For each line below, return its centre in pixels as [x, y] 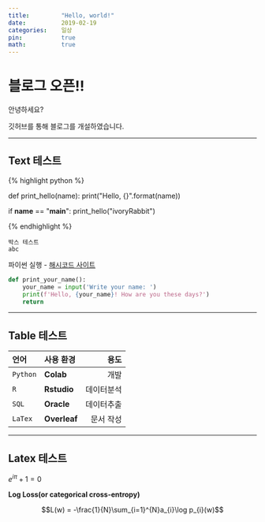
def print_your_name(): [47, 280]
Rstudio [59, 390]
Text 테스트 [35, 161]
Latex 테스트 [37, 458]
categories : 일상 [40, 30]
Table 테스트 [38, 336]
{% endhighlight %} [40, 226]
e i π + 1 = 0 [25, 478]
